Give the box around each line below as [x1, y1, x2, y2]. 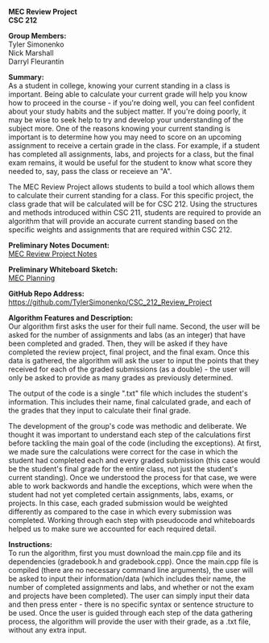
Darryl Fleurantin [8, 56, 64, 66]
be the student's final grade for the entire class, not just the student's [8, 464, 238, 474]
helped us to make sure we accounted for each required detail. [8, 524, 217, 533]
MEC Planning [8, 273, 56, 283]
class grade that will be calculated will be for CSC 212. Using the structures [8, 199, 258, 209]
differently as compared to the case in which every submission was [8, 507, 232, 516]
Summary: [8, 73, 44, 81]
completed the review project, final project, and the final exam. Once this [8, 347, 250, 357]
